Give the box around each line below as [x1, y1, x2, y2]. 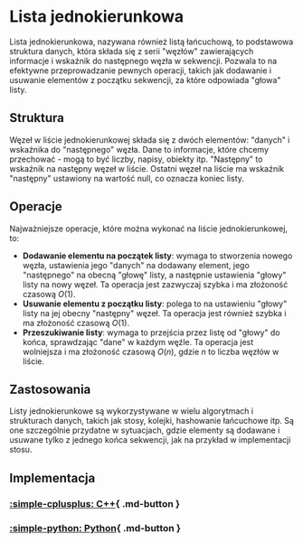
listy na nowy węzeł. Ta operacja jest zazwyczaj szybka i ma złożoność [22, 278, 289, 290]
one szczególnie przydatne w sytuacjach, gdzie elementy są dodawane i [9, 425, 280, 435]
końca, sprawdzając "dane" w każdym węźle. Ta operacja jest [22, 336, 254, 347]
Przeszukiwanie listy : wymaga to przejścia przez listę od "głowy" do [22, 327, 280, 338]
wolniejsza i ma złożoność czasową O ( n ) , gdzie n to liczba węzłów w [22, 346, 279, 357]
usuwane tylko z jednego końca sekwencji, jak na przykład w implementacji [9, 435, 291, 445]
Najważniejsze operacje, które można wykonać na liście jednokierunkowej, [9, 223, 288, 234]
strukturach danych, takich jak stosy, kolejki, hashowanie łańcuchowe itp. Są [9, 416, 294, 426]
